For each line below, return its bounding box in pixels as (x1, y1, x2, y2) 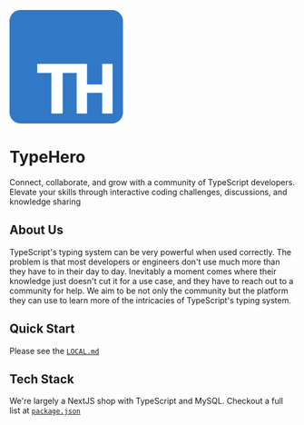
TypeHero (9, 147, 86, 168)
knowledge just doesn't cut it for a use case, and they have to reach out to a (9, 275, 294, 286)
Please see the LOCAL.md (9, 345, 100, 356)
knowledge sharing (9, 196, 82, 207)
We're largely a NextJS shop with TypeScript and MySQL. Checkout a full (9, 396, 284, 407)
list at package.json (9, 405, 81, 416)
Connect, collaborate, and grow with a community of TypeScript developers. (9, 176, 295, 187)
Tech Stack (9, 371, 74, 387)
